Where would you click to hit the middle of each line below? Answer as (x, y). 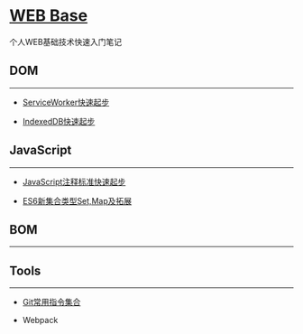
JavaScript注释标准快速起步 (74, 181)
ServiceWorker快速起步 (66, 102)
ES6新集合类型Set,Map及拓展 (77, 200)
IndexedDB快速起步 (59, 121)
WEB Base (49, 16)
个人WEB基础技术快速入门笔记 (66, 42)
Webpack (40, 320)
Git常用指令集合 (51, 302)
